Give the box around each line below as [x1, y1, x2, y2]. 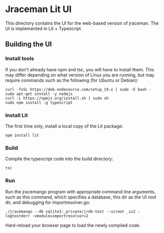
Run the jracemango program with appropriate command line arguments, [5, 188, 156, 194]
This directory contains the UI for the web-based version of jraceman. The [5, 20, 159, 26]
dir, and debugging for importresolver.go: [5, 199, 90, 205]
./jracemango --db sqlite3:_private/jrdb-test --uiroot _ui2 [5, 209, 136, 214]
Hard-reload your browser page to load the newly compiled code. [5, 222, 141, 228]
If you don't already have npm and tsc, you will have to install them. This [5, 66, 154, 72]
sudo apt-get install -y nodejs [5, 91, 73, 96]
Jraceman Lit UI [5, 4, 72, 15]
